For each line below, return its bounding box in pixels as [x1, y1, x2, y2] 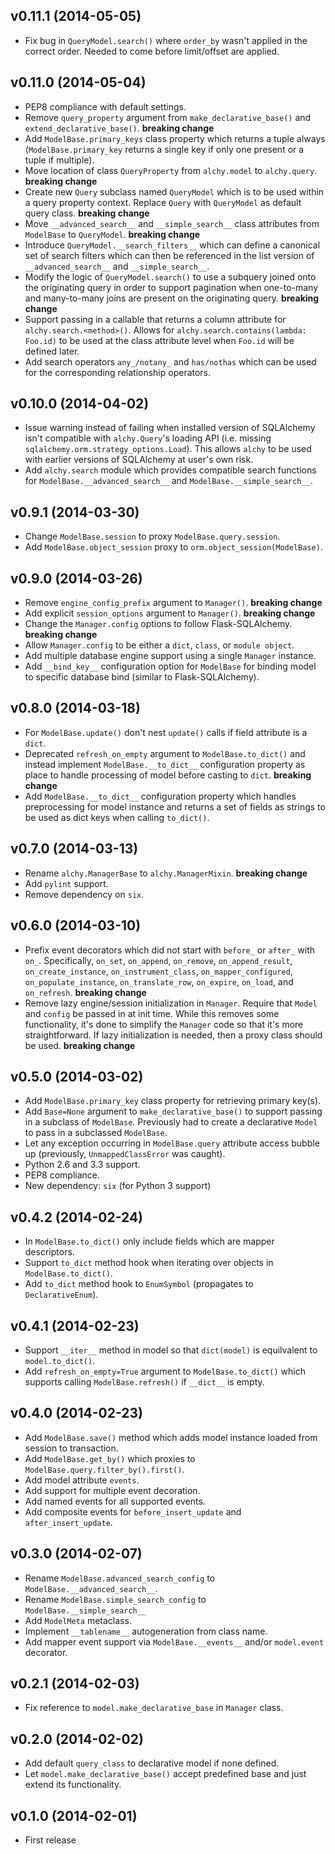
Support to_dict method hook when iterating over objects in [24, 1257, 274, 1269]
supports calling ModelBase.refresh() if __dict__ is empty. [24, 1375, 265, 1388]
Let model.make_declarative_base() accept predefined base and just [24, 1768, 307, 1780]
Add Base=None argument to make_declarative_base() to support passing [24, 1105, 323, 1118]
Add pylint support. [24, 877, 109, 889]
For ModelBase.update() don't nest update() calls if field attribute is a [24, 726, 308, 738]
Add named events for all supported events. [24, 1495, 206, 1507]
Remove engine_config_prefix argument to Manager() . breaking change [24, 597, 323, 609]
